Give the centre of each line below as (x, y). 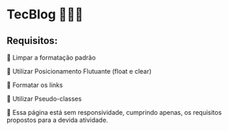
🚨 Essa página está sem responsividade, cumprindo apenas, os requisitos (114, 112)
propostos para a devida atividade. (57, 120)
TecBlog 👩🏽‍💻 (45, 15)
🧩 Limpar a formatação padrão (51, 57)
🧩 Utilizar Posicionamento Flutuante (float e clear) (79, 71)
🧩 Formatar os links (35, 85)
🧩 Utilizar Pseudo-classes (44, 99)
